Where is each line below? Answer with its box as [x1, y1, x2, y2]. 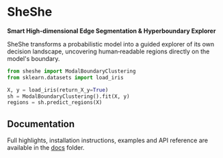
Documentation [7, 118, 75, 130]
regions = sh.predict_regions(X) [7, 99, 103, 106]
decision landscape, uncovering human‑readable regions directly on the [7, 47, 210, 55]
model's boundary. [7, 54, 60, 62]
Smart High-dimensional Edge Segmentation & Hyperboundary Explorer [7, 27, 216, 35]
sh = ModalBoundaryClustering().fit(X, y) [7, 93, 130, 100]
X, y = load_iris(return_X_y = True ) [7, 86, 109, 93]
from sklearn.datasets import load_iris [7, 74, 124, 81]
